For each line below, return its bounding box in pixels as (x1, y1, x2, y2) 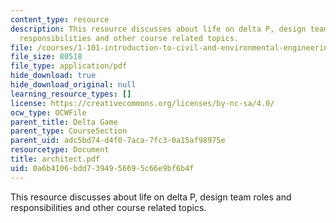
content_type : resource (10, 14, 110, 25)
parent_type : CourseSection (10, 126, 128, 136)
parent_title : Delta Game (10, 117, 118, 127)
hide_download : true (10, 71, 97, 81)
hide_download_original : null (10, 80, 137, 90)
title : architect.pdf (10, 154, 101, 164)
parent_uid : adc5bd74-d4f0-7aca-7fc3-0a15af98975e (10, 136, 226, 146)
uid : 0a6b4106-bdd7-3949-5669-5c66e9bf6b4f (10, 163, 195, 173)
